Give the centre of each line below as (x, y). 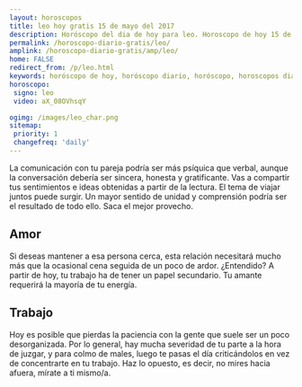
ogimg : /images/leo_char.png (64, 118)
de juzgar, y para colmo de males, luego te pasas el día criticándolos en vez (150, 353)
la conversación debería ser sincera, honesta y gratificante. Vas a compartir (150, 177)
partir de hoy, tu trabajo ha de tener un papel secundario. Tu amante (136, 275)
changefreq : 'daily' (52, 143)
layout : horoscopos (46, 18)
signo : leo (33, 92)
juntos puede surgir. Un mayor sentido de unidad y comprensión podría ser (148, 196)
